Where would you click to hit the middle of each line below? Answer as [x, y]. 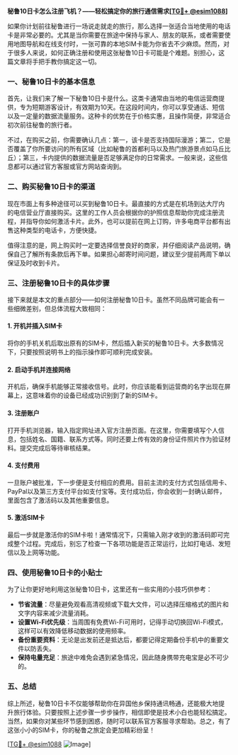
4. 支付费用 [24, 465]
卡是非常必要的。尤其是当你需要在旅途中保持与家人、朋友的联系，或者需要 [116, 35]
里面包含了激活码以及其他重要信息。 [60, 500]
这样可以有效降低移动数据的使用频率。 [73, 631]
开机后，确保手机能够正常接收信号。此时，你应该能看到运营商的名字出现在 [116, 387]
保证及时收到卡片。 [35, 263]
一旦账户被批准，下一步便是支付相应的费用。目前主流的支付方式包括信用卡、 [119, 482]
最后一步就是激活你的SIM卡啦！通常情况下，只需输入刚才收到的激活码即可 [115, 535]
